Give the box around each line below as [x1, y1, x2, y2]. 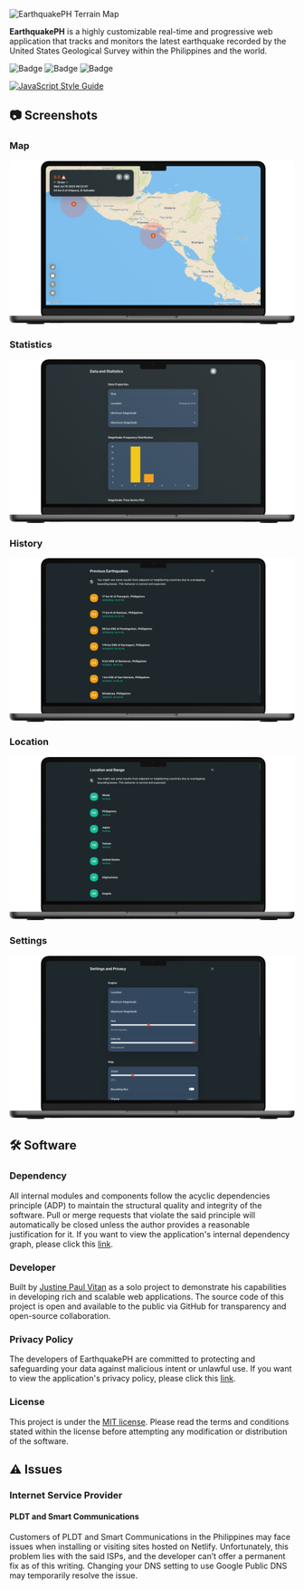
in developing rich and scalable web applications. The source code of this [9, 1291, 285, 1302]
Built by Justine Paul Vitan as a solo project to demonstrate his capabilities [9, 1281, 287, 1292]
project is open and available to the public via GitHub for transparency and [9, 1301, 287, 1312]
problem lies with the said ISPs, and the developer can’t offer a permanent [9, 1551, 286, 1562]
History [9, 537, 43, 549]
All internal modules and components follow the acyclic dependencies [9, 1190, 271, 1201]
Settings [9, 935, 48, 947]
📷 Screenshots [9, 108, 98, 123]
